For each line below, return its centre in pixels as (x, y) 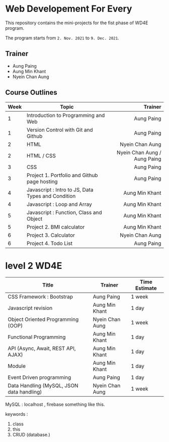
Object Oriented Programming (43, 319)
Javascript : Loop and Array (59, 204)
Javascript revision (30, 308)
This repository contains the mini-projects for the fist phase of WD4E (77, 23)
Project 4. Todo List (50, 243)
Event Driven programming (39, 377)
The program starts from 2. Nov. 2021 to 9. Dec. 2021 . (62, 38)
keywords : (17, 414)
